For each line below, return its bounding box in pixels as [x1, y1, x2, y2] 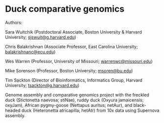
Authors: [5, 20, 23, 25]
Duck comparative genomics [5, 3, 125, 15]
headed [5, 107, 21, 113]
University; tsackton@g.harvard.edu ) [5, 82, 80, 88]
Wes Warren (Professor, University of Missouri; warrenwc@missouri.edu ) [5, 58, 153, 64]
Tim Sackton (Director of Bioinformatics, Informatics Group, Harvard [5, 77, 143, 83]
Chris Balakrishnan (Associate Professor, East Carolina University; [5, 43, 138, 49]
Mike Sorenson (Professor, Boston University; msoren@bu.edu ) [5, 67, 133, 74]
